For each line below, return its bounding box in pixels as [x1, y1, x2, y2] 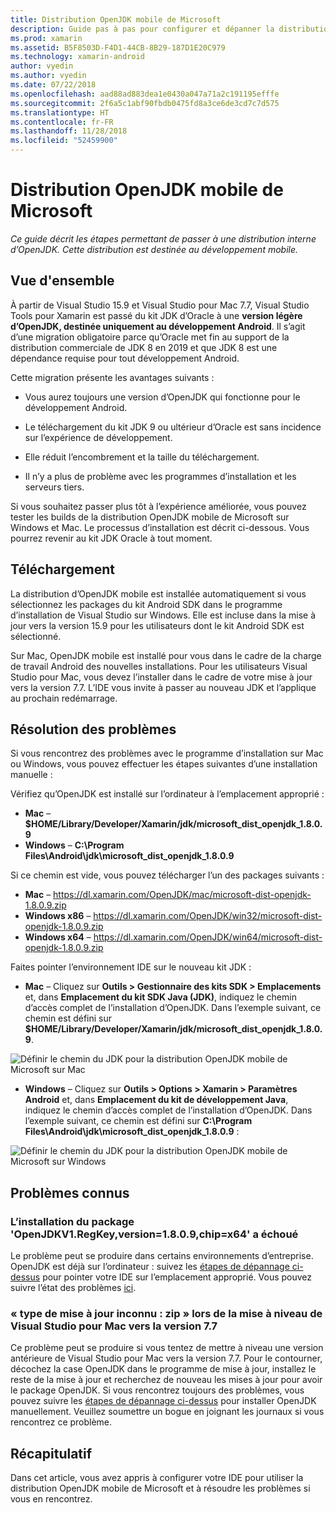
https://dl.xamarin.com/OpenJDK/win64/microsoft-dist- [93, 931, 323, 943]
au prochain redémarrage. [10, 692, 118, 704]
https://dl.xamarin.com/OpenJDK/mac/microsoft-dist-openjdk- [53, 889, 312, 901]
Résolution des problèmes [10, 721, 177, 738]
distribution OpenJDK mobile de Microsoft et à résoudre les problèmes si [10, 1482, 311, 1495]
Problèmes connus [10, 1184, 130, 1201]
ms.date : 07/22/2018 [10, 80, 97, 90]
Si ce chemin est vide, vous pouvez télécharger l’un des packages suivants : [10, 869, 325, 881]
